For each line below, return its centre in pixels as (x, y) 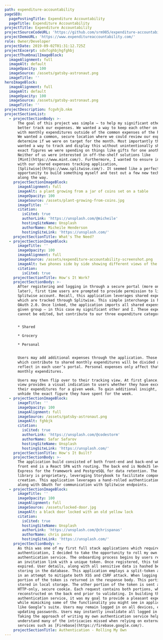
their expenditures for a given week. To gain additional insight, (87, 389)
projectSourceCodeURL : (27, 32)
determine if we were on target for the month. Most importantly (85, 141)
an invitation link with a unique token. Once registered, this (84, 562)
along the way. (33, 178)
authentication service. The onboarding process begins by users (85, 557)
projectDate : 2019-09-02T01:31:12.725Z (45, 46)
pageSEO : (13, 14)
